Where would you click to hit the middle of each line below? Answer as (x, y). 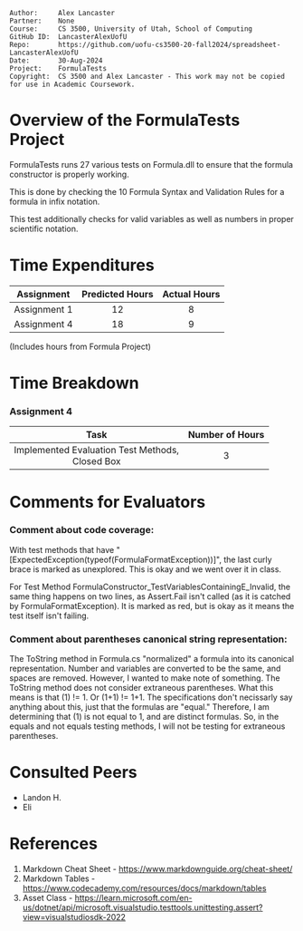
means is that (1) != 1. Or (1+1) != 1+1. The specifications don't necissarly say (151, 697)
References (53, 844)
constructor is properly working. (69, 174)
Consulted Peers (73, 773)
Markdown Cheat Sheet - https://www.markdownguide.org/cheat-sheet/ (157, 869)
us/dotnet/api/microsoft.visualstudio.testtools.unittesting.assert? (143, 907)
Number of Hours (226, 435)
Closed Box (96, 461)
